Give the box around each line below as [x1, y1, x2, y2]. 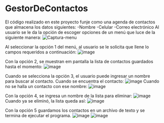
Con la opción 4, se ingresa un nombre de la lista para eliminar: [5, 93, 132, 99]
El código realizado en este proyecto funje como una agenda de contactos [5, 19, 156, 25]
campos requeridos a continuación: [5, 49, 77, 55]
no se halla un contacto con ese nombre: [5, 83, 88, 89]
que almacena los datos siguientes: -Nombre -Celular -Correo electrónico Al [5, 24, 159, 30]
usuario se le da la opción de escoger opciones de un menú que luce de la [5, 29, 156, 35]
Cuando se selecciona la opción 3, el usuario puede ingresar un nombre [5, 73, 150, 79]
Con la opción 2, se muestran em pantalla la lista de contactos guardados [5, 58, 153, 64]
